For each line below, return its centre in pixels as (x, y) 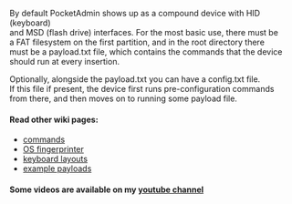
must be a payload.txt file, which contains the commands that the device (146, 52)
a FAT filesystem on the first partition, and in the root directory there (137, 42)
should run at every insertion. (65, 61)
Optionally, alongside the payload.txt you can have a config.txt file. (135, 79)
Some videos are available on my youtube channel (107, 189)
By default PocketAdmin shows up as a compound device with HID (135, 13)
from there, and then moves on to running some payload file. (123, 98)
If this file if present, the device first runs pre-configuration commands (142, 89)
